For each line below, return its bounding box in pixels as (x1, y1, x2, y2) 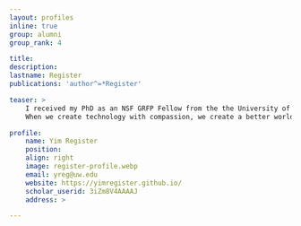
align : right (25, 153, 74, 162)
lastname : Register (9, 71, 82, 81)
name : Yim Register (25, 136, 99, 146)
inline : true (9, 22, 58, 30)
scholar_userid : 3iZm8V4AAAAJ (25, 187, 139, 196)
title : (9, 55, 34, 64)
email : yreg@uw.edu (25, 169, 99, 179)
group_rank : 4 (9, 38, 63, 48)
